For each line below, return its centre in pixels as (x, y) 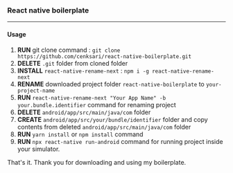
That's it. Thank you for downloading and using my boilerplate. (97, 162)
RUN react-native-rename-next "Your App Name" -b (92, 97)
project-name (36, 91)
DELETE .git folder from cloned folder (72, 63)
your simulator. (38, 149)
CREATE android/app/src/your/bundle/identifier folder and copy (112, 119)
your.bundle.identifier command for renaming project (97, 104)
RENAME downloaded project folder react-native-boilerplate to (111, 84)
